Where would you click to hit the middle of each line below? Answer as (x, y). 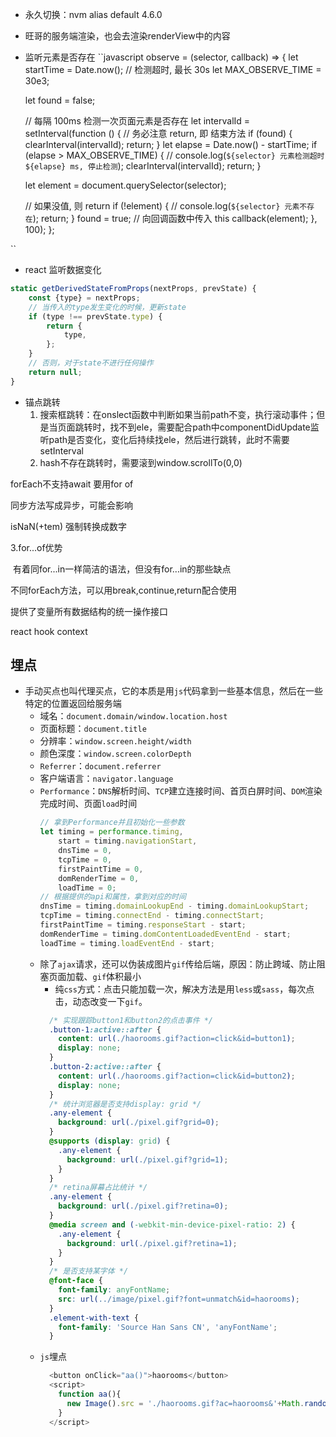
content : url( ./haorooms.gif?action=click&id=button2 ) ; (177, 1076)
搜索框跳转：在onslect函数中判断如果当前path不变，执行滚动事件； (178, 414)
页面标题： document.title (93, 729)
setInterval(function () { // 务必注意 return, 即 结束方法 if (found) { (158, 133)
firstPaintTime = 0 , (101, 869)
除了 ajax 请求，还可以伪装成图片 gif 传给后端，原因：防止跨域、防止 (178, 964)
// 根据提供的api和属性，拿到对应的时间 (113, 897)
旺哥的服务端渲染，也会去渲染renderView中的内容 (127, 36)
